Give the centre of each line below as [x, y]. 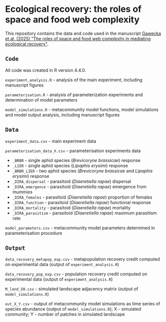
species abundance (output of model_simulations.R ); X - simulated [73, 309]
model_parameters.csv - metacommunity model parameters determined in [80, 228]
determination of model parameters [41, 100]
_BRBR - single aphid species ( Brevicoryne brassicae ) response [76, 160]
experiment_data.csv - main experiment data [51, 141]
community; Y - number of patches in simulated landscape [65, 314]
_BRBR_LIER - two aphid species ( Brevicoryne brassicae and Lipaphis [82, 171]
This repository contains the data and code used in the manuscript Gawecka [83, 33]
